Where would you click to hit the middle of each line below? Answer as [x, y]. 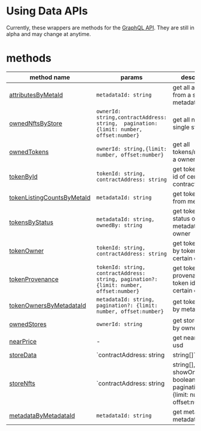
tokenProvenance [34, 279]
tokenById [23, 176]
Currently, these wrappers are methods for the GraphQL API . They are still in [100, 28]
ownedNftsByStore [36, 123]
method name [50, 77]
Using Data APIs [47, 11]
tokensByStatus [31, 222]
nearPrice [23, 341]
